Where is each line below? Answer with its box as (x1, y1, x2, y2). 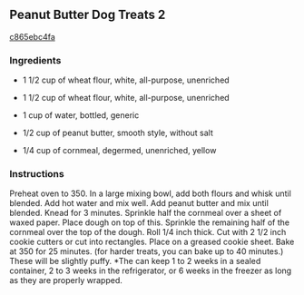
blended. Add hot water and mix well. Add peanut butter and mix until (9, 198, 270, 209)
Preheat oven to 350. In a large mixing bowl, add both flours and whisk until (9, 188, 292, 199)
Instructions (9, 168, 65, 181)
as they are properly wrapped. (9, 275, 123, 286)
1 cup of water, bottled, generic (22, 110, 140, 121)
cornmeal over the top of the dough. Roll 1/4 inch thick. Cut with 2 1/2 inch (9, 227, 287, 238)
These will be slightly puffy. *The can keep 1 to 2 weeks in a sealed (9, 256, 261, 267)
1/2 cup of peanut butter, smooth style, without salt (22, 127, 213, 139)
